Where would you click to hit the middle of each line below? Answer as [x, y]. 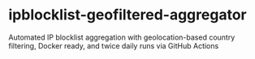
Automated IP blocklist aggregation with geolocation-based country [122, 37]
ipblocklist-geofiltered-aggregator [127, 15]
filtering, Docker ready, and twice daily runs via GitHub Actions [114, 45]
